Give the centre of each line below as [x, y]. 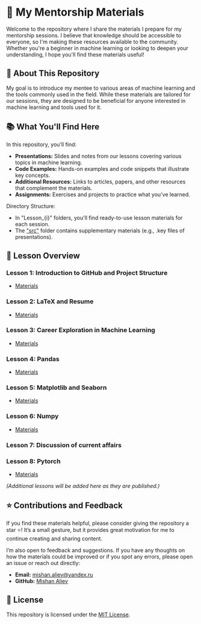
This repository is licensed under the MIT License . [68, 614]
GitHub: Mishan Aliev [41, 581]
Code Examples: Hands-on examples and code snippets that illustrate [102, 168]
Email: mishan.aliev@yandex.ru [54, 575]
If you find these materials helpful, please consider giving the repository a [98, 523]
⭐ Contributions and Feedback [65, 506]
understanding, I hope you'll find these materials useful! [75, 54]
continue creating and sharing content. [54, 539]
